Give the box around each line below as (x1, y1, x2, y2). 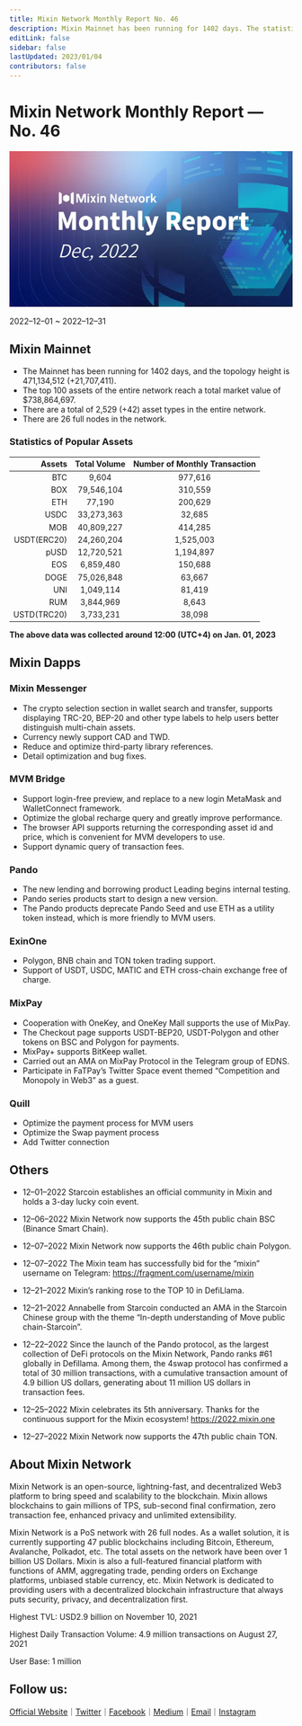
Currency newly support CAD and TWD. (22, 731, 171, 742)
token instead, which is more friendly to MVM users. (22, 912, 216, 923)
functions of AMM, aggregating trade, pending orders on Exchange (9, 1565, 259, 1576)
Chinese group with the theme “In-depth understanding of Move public (22, 1312, 286, 1322)
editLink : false (9, 33, 70, 42)
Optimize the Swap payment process (22, 1127, 160, 1138)
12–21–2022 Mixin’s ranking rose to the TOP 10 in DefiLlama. (22, 1285, 244, 1295)
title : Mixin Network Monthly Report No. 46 (9, 14, 179, 23)
